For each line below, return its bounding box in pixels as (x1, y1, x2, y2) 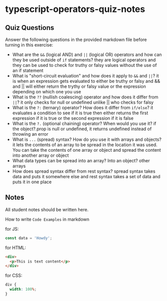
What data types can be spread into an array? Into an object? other (12, 158, 150, 163)
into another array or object (12, 152, 69, 158)
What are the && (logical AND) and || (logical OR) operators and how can (12, 51, 162, 57)
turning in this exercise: (5, 42, 53, 48)
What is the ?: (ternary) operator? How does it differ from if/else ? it (12, 105, 154, 110)
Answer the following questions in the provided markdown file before (5, 36, 147, 42)
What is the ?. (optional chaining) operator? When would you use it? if (12, 121, 157, 126)
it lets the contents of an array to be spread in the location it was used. (12, 142, 158, 148)
